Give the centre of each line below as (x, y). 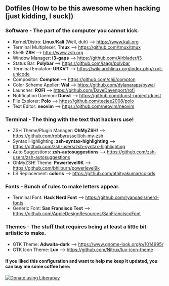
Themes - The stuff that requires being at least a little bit (76, 227)
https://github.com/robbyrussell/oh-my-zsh (58, 136)
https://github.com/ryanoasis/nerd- (122, 197)
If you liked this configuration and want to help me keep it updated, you (81, 261)
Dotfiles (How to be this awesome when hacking (83, 8)
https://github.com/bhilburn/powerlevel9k (56, 168)
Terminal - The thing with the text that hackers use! (70, 119)
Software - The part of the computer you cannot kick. (72, 31)
